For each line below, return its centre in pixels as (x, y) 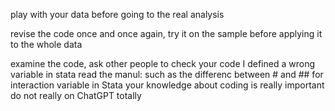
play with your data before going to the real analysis (117, 14)
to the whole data (46, 44)
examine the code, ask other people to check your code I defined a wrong (162, 63)
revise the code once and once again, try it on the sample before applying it (166, 33)
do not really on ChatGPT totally (76, 95)
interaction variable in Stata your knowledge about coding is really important (167, 85)
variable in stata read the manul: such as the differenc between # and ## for (167, 74)
